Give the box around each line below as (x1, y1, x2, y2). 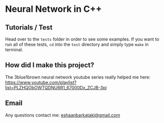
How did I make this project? (5, 61, 95, 70)
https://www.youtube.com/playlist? (5, 79, 77, 85)
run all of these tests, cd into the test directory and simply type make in (5, 41, 149, 47)
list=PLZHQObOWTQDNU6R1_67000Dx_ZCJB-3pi (5, 84, 107, 90)
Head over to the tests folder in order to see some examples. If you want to (5, 36, 160, 42)
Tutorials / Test (5, 23, 53, 32)
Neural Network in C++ (5, 3, 102, 15)
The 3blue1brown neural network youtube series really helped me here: (5, 74, 151, 80)
